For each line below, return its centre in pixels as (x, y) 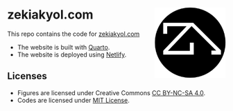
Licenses (27, 76)
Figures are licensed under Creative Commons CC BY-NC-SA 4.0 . (111, 92)
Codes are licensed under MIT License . (73, 100)
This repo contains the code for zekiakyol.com (74, 34)
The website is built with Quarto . (63, 47)
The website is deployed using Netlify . (72, 54)
